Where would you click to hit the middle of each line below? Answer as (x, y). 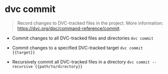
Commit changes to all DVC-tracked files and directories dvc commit (83, 38)
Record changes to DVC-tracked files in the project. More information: (90, 23)
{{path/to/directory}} (59, 66)
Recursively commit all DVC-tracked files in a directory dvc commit (81, 61)
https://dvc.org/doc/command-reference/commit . (69, 28)
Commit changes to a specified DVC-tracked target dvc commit (77, 47)
